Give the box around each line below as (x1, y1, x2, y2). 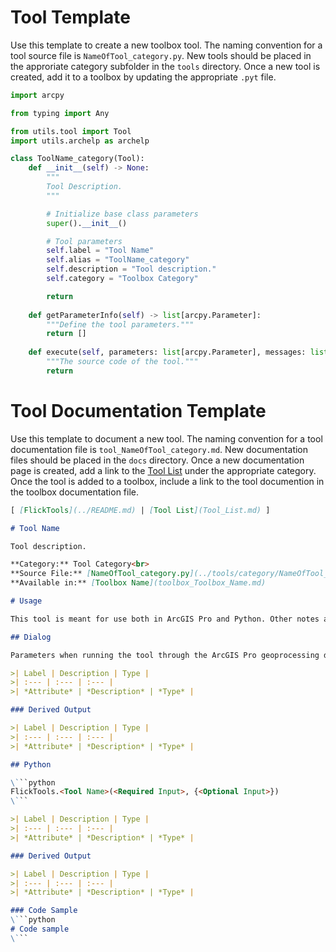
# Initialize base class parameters (46, 209, 199, 219)
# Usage (10, 596, 43, 606)
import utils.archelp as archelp (10, 136, 150, 146)
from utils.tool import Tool (10, 126, 132, 136)
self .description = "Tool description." (46, 264, 217, 275)
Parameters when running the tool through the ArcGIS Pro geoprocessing (10, 650, 320, 660)
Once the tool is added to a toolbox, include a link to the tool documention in (10, 475, 325, 487)
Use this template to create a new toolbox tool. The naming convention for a (10, 39, 323, 51)
